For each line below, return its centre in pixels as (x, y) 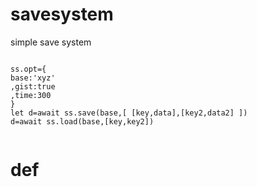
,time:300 (31, 95)
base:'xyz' (33, 78)
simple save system (51, 42)
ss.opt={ (28, 69)
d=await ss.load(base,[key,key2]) (82, 121)
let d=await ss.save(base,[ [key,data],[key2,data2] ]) (129, 113)
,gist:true (33, 86)
